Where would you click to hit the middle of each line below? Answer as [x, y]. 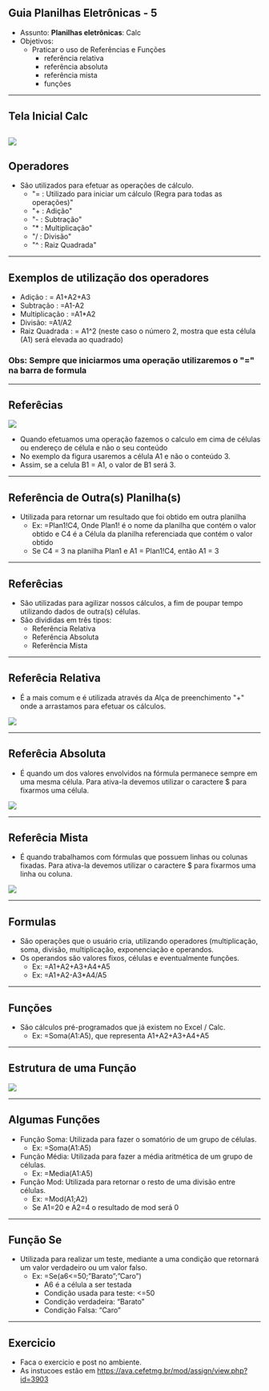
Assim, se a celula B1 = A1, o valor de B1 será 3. [98, 465]
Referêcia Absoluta [57, 754]
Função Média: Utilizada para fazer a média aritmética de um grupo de [137, 1156]
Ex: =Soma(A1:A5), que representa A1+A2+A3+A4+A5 [120, 1036]
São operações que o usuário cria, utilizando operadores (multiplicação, [139, 941]
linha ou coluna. [46, 874]
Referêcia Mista [48, 838]
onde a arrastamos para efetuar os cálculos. [93, 706]
